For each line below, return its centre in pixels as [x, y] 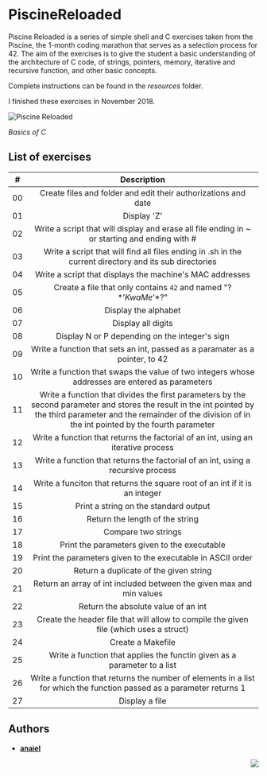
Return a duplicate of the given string [143, 570]
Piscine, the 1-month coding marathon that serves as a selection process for [133, 45]
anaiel [30, 748]
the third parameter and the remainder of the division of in [143, 414]
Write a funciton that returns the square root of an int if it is [142, 483]
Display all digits [143, 323]
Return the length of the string [142, 518]
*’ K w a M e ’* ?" [143, 297]
